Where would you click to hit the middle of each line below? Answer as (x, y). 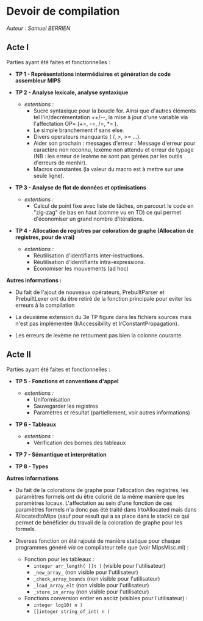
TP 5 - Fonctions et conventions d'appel (67, 381)
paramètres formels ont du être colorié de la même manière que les (100, 496)
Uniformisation (52, 399)
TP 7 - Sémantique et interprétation (61, 454)
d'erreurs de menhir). (60, 163)
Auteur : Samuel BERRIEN (38, 28)
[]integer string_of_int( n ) (72, 612)
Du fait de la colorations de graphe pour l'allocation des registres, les (102, 490)
